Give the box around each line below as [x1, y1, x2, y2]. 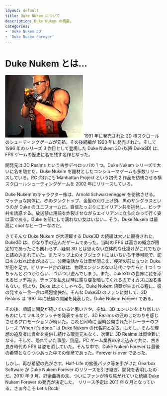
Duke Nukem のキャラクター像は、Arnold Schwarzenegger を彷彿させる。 [5, 191, 158, 197]
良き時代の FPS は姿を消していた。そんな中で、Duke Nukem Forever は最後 [5, 343, 160, 349]
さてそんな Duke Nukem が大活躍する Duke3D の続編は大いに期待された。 [5, 233, 158, 239]
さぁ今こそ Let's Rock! [13, 385, 60, 391]
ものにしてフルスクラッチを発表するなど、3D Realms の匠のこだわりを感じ [5, 312, 159, 318]
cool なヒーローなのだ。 [14, 222, 65, 228]
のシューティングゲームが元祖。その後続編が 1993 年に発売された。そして [5, 139, 157, 145]
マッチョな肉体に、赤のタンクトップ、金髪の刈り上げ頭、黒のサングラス [5, 198, 153, 203]
